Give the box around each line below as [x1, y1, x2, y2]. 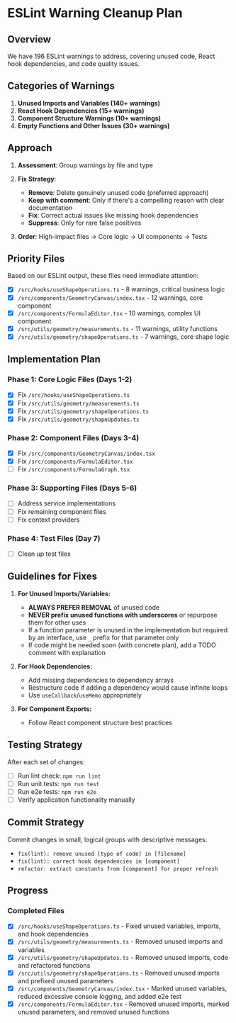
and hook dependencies [17, 930, 89, 939]
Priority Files [7, 253, 65, 265]
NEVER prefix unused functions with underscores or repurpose [28, 610, 218, 619]
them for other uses [28, 618, 86, 627]
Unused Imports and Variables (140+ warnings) [17, 99, 161, 107]
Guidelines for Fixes [7, 571, 98, 583]
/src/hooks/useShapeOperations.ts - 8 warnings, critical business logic [17, 285, 225, 294]
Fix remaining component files [17, 507, 106, 515]
